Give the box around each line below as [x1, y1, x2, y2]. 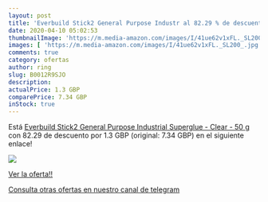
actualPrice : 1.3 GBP [8, 85, 81, 94]
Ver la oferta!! [8, 169, 53, 179]
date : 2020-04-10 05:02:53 [8, 26, 98, 34]
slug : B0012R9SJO [8, 71, 66, 79]
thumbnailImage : [8, 33, 62, 42]
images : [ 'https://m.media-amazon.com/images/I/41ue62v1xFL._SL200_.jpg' [8, 41, 262, 49]
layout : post [8, 11, 52, 20]
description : [8, 78, 52, 86]
